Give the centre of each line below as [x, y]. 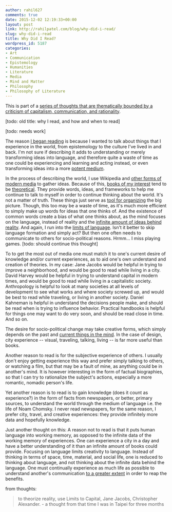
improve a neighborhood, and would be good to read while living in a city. [83, 270]
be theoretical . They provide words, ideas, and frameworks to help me [80, 189]
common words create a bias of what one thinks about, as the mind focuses [85, 216]
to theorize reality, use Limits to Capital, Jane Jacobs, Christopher [88, 499]
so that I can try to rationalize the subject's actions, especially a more [79, 377]
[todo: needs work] [26, 131]
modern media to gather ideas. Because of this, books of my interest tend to [86, 184]
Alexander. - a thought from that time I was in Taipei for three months [91, 504]
